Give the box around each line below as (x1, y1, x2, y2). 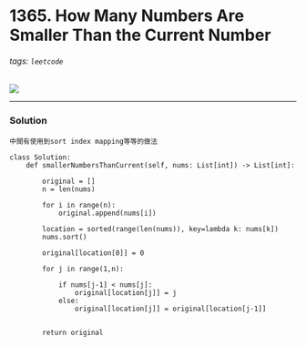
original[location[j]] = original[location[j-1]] (74, 304, 267, 313)
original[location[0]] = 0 (42, 248, 145, 258)
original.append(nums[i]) (57, 209, 157, 218)
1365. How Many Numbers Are (9, 5, 244, 26)
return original (42, 328, 104, 337)
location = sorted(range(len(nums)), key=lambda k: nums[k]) (42, 224, 280, 233)
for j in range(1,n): (42, 264, 125, 273)
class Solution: (9, 152, 71, 162)
